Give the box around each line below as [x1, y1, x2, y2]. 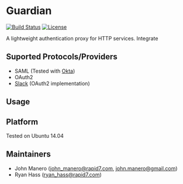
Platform [6, 117, 39, 127]
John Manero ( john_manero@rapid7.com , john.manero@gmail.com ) [14, 165, 178, 172]
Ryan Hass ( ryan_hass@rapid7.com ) [14, 171, 102, 178]
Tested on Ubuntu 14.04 [6, 132, 64, 139]
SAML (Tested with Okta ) [14, 67, 75, 74]
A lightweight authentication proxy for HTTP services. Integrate [6, 35, 158, 42]
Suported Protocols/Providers [6, 52, 118, 62]
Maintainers [6, 149, 51, 159]
